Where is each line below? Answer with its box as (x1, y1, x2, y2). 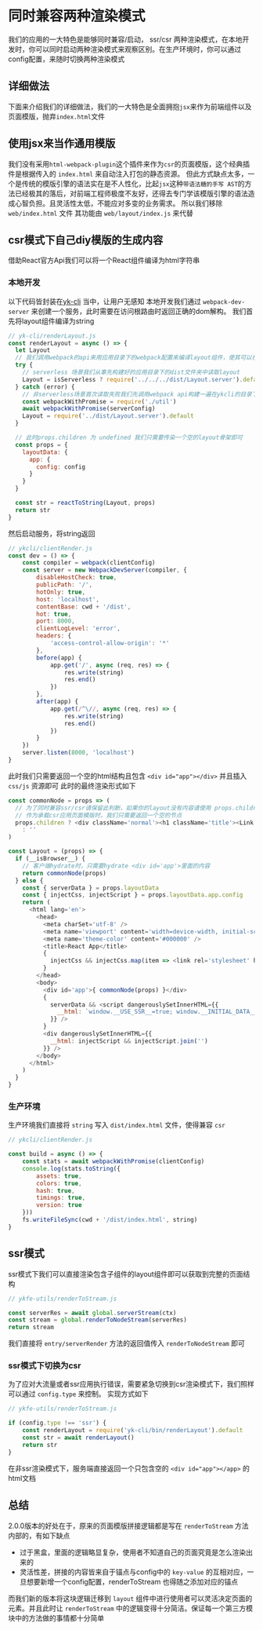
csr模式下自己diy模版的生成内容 (8, 233, 164, 247)
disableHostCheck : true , (36, 574, 117, 582)
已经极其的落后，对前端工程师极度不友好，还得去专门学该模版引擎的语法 (14, 188, 248, 198)
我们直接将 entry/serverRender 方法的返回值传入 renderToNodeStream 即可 (8, 1339, 245, 1348)
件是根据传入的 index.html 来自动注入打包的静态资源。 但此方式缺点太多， (8, 169, 248, 178)
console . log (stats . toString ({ (22, 1164, 121, 1172)
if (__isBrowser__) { (15, 855, 86, 863)
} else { (15, 876, 44, 884)
